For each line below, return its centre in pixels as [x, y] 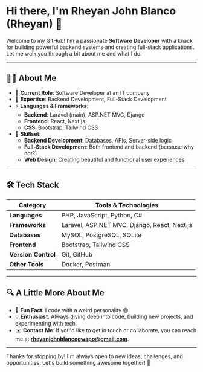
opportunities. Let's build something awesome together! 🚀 [79, 363]
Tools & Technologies [127, 205]
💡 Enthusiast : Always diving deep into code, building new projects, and [104, 317]
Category [32, 205]
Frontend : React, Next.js [55, 121]
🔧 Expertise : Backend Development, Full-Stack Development [91, 99]
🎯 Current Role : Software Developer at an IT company [82, 92]
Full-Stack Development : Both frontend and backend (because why [109, 147]
